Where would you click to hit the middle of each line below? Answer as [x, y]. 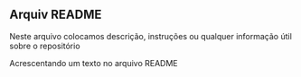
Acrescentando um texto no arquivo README [94, 63]
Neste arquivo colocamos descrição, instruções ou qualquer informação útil [150, 36]
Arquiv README [56, 15]
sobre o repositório [45, 46]
